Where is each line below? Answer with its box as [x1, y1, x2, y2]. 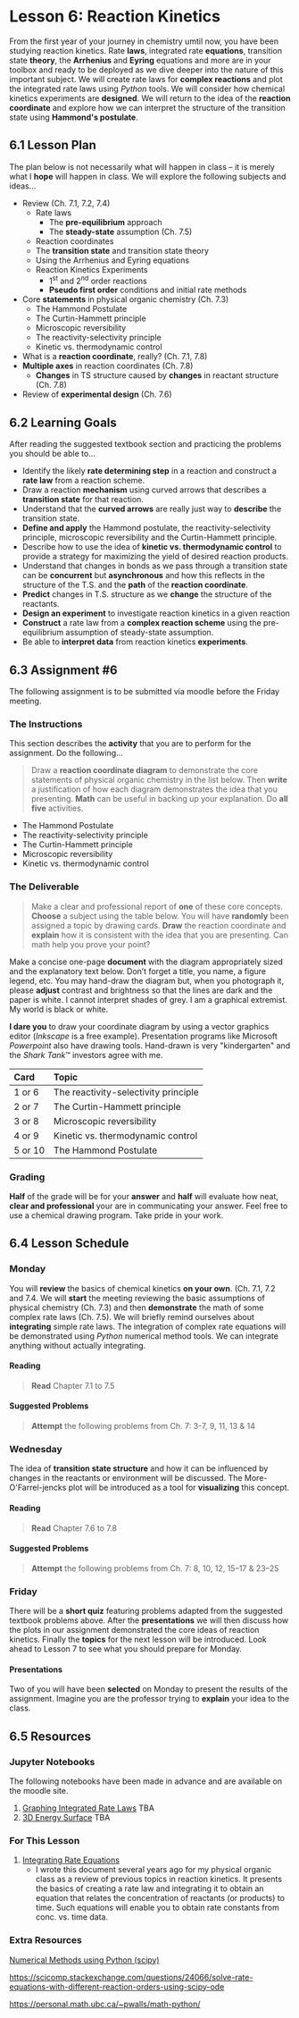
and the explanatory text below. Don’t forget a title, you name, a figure [9, 965, 266, 976]
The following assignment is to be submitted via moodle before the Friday [9, 686, 279, 697]
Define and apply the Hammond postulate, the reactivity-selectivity [21, 523, 271, 534]
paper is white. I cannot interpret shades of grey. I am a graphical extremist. [9, 994, 288, 1005]
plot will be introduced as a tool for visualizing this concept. [68, 1482, 290, 1493]
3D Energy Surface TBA [21, 1812, 111, 1822]
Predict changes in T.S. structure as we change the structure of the [21, 589, 272, 600]
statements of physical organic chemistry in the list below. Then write [30, 775, 288, 786]
